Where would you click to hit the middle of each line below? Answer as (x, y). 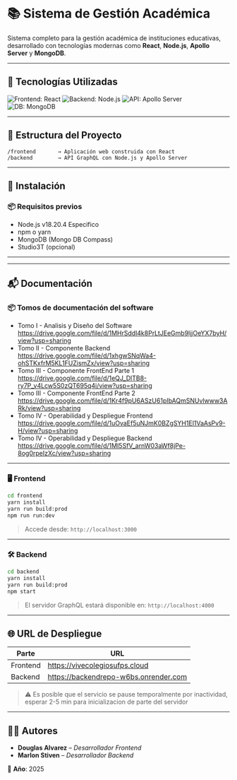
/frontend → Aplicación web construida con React (91, 152)
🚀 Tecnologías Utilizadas (62, 82)
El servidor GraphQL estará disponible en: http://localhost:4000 (119, 605)
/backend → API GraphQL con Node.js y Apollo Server (98, 158)
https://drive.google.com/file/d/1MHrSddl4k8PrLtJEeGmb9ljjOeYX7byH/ (122, 333)
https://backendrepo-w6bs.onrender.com (117, 677)
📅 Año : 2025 (26, 769)
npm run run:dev (31, 515)
